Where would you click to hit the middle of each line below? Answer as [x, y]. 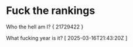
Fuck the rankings [51, 11]
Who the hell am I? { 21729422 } [45, 27]
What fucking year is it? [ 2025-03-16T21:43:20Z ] [67, 38]
